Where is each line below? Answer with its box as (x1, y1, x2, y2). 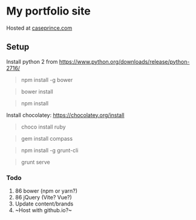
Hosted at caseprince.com (6, 24, 73, 32)
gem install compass (21, 135, 73, 142)
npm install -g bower (21, 76, 73, 83)
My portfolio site (6, 4, 91, 18)
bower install (21, 88, 53, 95)
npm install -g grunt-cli (21, 147, 79, 154)
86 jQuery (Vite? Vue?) (15, 194, 73, 201)
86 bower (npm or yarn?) (15, 187, 77, 195)
